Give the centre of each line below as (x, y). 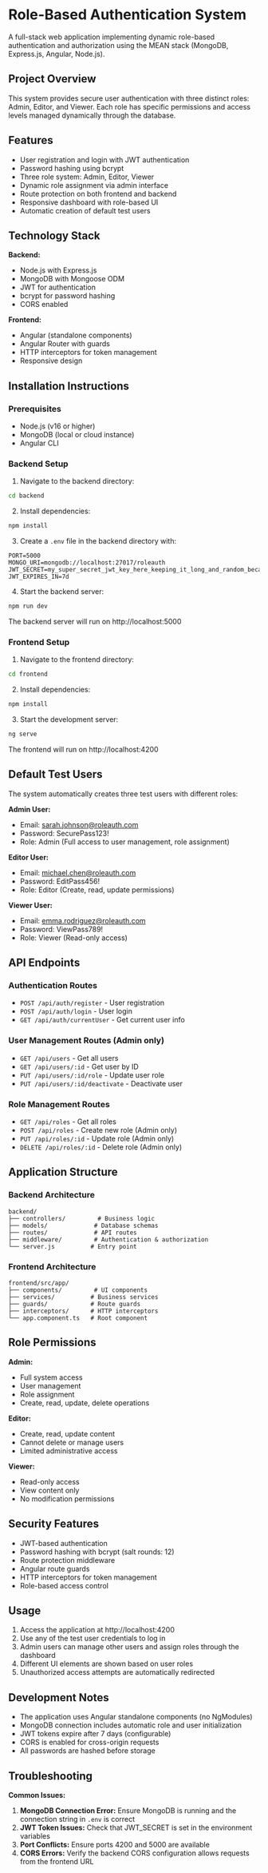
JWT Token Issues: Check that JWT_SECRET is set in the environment (136, 1827)
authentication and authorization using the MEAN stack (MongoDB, (118, 45)
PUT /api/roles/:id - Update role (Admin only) (97, 1138)
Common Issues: (37, 1795)
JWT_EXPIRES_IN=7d (39, 577)
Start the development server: (69, 719)
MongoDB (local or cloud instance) (77, 435)
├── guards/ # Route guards (75, 1304)
